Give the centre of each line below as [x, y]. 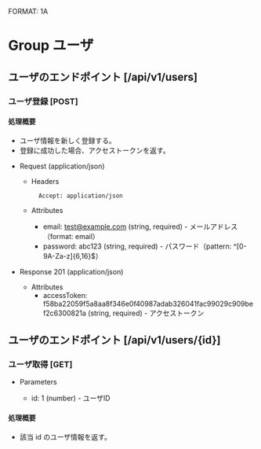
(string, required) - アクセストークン [146, 313]
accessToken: [65, 295]
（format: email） [71, 236]
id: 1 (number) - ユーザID [71, 398]
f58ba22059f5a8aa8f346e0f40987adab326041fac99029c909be [148, 304]
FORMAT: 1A [28, 11]
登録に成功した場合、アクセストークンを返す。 [94, 150]
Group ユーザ [51, 46]
